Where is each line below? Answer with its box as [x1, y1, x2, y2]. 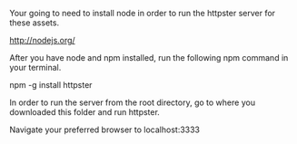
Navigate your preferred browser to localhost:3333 [9, 124, 201, 135]
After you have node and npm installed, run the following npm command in [9, 53, 289, 62]
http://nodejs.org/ [9, 35, 75, 45]
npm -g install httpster [9, 80, 93, 90]
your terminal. [9, 62, 62, 72]
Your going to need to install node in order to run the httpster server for [9, 8, 275, 18]
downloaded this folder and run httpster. [9, 107, 161, 117]
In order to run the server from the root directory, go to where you [9, 97, 256, 108]
